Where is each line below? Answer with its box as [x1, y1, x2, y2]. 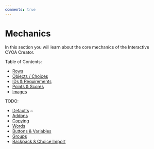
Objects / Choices [12, 73, 49, 79]
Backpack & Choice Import [12, 138, 66, 144]
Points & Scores [12, 83, 44, 89]
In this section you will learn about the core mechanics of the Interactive [5, 44, 150, 50]
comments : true [5, 7, 36, 12]
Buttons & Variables [12, 128, 52, 134]
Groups [12, 133, 27, 139]
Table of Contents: [5, 59, 42, 65]
